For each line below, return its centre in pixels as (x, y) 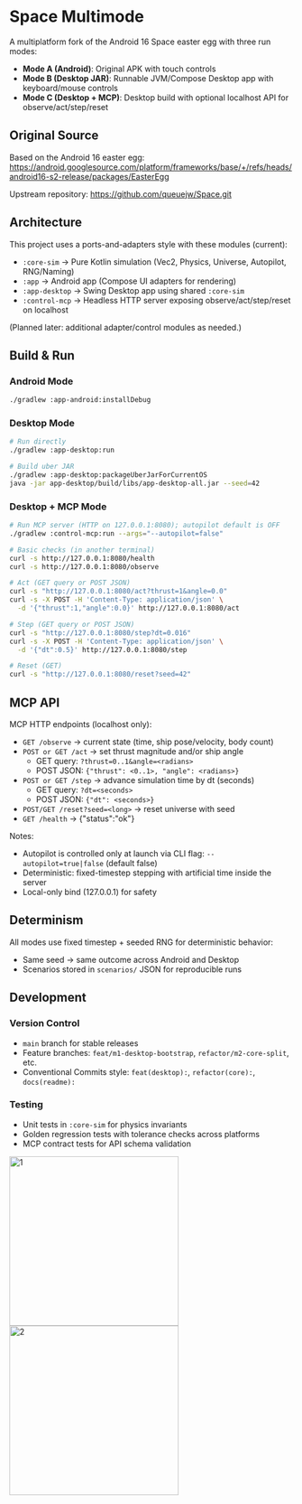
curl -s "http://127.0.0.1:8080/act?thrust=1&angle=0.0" (119, 592)
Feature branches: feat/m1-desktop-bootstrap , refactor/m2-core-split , (156, 1052)
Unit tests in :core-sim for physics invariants (105, 1124)
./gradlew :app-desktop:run (62, 450)
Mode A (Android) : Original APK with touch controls (119, 69)
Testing (26, 1105)
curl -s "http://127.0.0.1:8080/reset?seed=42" (101, 675)
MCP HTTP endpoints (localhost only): (81, 724)
